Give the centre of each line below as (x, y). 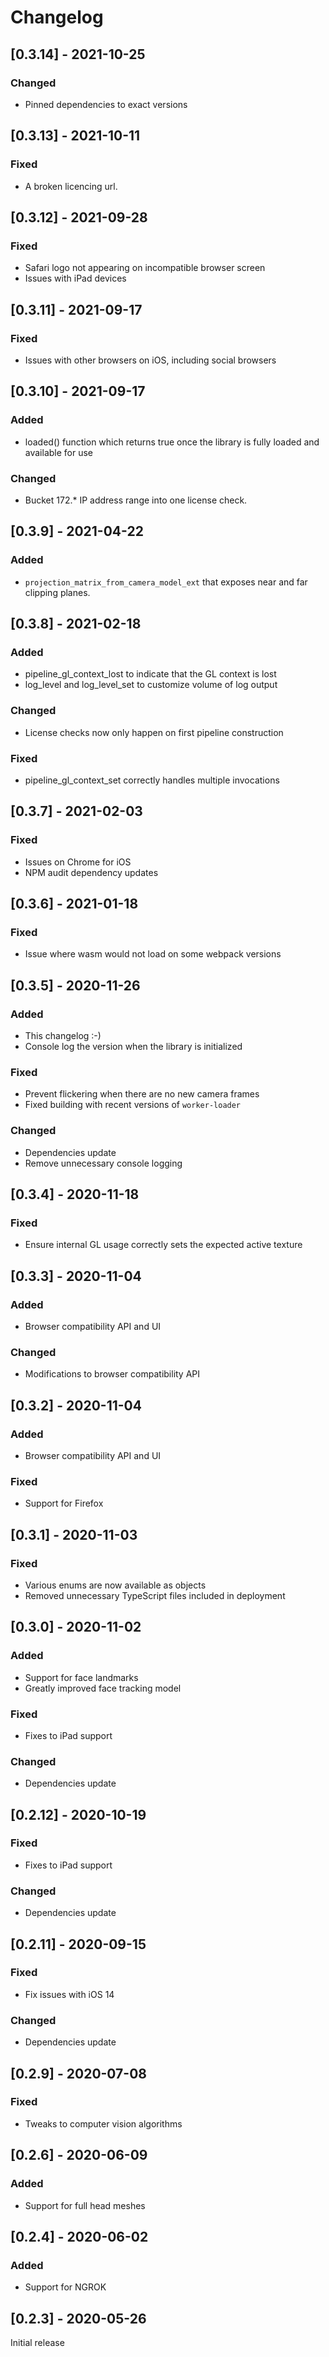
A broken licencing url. (71, 186)
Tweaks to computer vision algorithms (103, 2123)
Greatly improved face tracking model (103, 1688)
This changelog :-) (63, 1035)
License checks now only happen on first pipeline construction (154, 732)
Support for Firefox (64, 1503)
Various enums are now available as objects (115, 1585)
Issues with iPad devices (75, 278)
